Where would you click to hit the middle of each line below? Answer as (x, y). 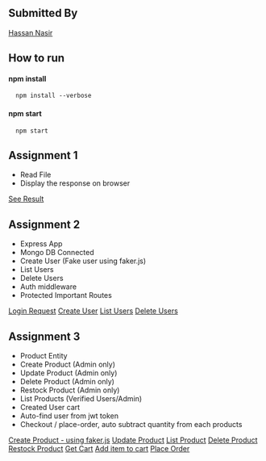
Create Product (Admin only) (67, 365)
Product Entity (44, 356)
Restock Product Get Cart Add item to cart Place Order (99, 449)
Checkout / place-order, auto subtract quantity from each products (131, 425)
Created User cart (50, 408)
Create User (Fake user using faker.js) (83, 261)
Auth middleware (48, 287)
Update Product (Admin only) (69, 373)
